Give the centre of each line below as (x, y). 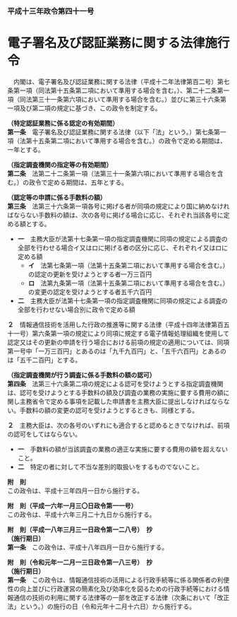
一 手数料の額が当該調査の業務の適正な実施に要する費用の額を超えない (122, 449)
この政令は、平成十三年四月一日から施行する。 (75, 490)
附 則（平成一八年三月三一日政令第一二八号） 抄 (80, 529)
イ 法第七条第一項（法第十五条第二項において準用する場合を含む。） (128, 265)
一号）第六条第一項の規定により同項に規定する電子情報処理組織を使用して (121, 333)
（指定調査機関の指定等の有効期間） (60, 165)
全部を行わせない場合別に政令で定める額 (76, 310)
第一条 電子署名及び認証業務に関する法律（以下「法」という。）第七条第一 (117, 131)
